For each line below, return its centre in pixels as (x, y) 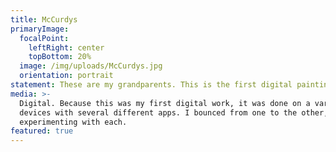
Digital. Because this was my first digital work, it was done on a (165, 103)
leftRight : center (66, 47)
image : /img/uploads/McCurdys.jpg (91, 66)
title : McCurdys (44, 19)
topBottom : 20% (60, 57)
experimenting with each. (73, 122)
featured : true (42, 131)
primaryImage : (40, 29)
